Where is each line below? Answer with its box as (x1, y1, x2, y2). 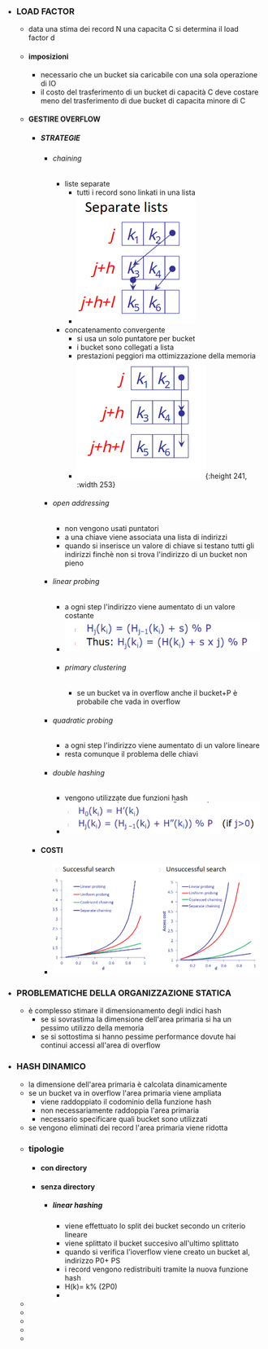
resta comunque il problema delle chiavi (64, 749, 199, 759)
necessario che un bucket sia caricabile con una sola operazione (40, 69, 258, 79)
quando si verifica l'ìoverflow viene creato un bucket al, (64, 1246, 250, 1256)
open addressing (52, 499, 110, 508)
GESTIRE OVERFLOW (28, 114, 102, 124)
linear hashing (52, 1200, 103, 1211)
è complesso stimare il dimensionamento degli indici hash (28, 1006, 222, 1016)
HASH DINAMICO (15, 1061, 87, 1072)
